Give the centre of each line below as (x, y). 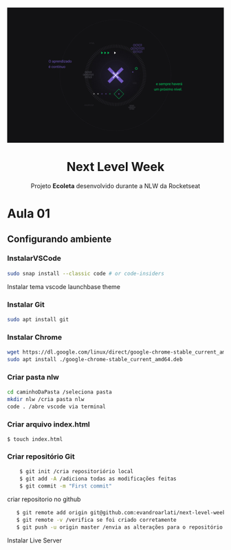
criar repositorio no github (44, 499)
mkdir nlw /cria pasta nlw (46, 400)
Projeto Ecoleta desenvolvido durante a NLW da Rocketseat (115, 185)
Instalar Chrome (35, 337)
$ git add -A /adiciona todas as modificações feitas (98, 479)
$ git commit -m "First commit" (66, 486)
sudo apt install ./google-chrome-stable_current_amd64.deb (95, 360)
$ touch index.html (35, 439)
